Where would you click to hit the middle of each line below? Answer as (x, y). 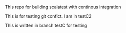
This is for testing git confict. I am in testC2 (48, 16)
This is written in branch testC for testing (46, 25)
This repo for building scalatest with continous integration (63, 7)
